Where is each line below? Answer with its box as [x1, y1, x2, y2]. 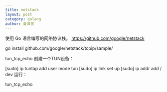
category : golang [5, 16, 41, 21]
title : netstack [5, 7, 39, 12]
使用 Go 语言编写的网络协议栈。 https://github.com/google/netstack [5, 35, 145, 41]
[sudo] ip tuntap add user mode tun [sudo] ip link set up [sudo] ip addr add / [5, 66, 162, 72]
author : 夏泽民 [5, 21, 34, 26]
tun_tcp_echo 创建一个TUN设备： [5, 56, 74, 62]
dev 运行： [5, 72, 27, 78]
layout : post [5, 12, 32, 17]
